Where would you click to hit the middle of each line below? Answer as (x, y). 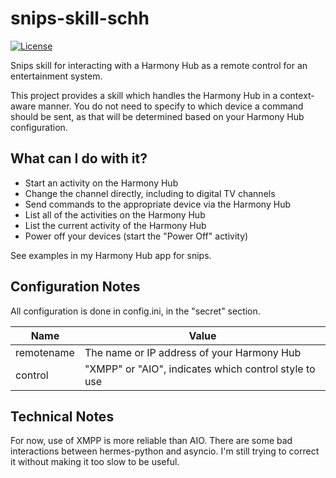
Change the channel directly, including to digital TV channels (150, 193)
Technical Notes (62, 416)
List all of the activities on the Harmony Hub (115, 214)
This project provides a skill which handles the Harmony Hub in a (144, 95)
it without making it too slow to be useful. (95, 462)
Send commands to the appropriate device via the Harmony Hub (157, 204)
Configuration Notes (75, 287)
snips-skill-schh (80, 18)
